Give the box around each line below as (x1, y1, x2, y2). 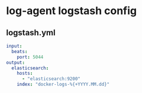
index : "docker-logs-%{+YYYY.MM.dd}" (17, 81, 110, 88)
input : (6, 43, 22, 49)
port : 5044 (17, 54, 44, 60)
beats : (11, 48, 28, 54)
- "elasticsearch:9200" (21, 76, 81, 82)
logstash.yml (6, 28, 56, 38)
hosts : (17, 71, 33, 77)
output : (6, 59, 25, 65)
